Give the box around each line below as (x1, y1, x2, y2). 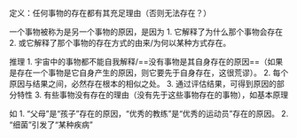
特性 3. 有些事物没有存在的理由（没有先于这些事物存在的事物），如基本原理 (16, 89, 289, 100)
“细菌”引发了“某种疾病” (9, 119, 93, 130)
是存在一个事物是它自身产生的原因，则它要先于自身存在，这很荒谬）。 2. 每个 (9, 67, 289, 78)
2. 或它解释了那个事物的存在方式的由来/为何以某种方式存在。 (9, 38, 231, 48)
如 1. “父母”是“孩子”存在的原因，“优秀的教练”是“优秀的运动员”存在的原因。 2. (9, 109, 289, 119)
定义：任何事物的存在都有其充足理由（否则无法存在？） (9, 8, 211, 18)
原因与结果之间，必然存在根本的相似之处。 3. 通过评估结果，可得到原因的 (9, 79, 277, 88)
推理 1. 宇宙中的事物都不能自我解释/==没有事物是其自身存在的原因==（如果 (9, 57, 284, 66)
